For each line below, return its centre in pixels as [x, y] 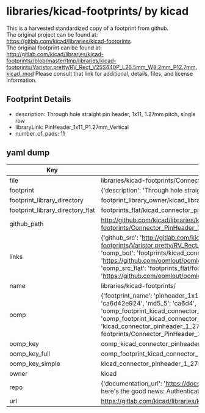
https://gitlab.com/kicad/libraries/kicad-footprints [69, 41]
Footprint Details [39, 99]
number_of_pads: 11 [40, 133]
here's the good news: [132, 391]
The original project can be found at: [52, 34]
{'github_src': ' [121, 238]
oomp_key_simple [35, 364]
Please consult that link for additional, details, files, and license [114, 73]
